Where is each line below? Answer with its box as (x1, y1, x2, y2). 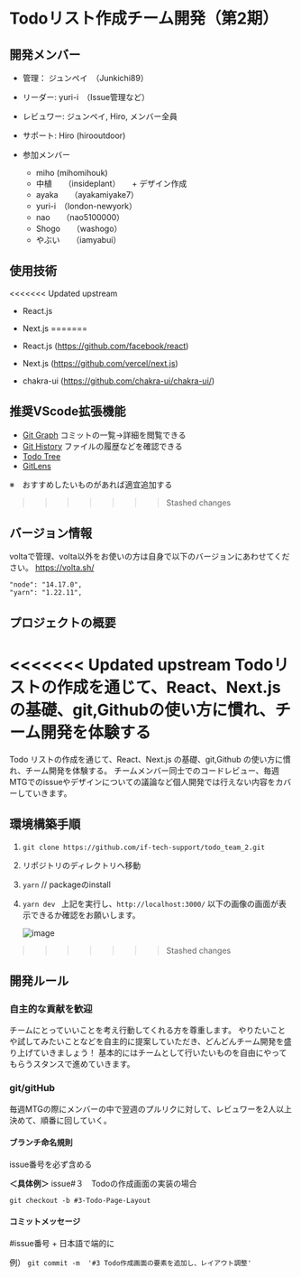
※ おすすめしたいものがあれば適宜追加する (9, 479, 173, 490)
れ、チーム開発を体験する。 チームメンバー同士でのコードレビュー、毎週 (9, 764, 280, 776)
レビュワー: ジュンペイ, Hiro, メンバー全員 (22, 111, 178, 122)
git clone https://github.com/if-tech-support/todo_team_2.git (22, 843, 266, 852)
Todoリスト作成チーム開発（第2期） (9, 8, 279, 29)
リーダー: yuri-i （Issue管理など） (22, 92, 150, 102)
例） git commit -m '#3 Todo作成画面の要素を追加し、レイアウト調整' (9, 1256, 252, 1268)
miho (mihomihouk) (35, 168, 108, 178)
